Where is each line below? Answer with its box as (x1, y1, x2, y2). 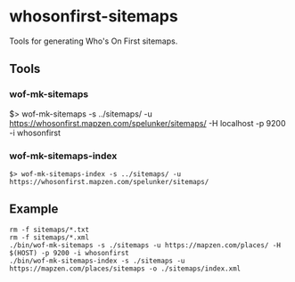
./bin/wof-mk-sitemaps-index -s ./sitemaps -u (9, 256, 185, 265)
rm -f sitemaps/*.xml (9, 233, 90, 242)
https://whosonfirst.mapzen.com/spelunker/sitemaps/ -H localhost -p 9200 (9, 117, 287, 128)
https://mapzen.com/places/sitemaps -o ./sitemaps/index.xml (9, 264, 242, 273)
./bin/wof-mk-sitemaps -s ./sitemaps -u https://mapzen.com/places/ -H (9, 240, 281, 250)
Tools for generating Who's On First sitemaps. (9, 36, 178, 46)
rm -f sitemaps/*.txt (9, 225, 90, 234)
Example (9, 202, 59, 217)
